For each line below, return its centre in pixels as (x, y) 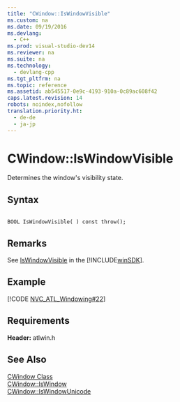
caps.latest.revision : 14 (45, 98)
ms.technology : (29, 66)
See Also (27, 360)
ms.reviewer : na (31, 53)
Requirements (38, 321)
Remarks (27, 243)
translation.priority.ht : (45, 111)
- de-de (25, 117)
